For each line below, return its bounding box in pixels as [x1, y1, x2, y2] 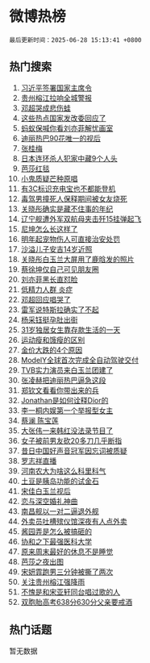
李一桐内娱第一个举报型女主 [20, 405, 114, 415]
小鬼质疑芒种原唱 [20, 173, 78, 183]
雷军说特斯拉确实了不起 [20, 304, 99, 315]
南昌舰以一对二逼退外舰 [20, 506, 99, 516]
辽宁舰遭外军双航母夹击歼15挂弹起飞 [20, 214, 142, 223]
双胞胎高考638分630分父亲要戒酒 [20, 597, 132, 607]
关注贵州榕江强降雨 [20, 577, 85, 586]
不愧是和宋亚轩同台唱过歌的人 [20, 586, 120, 597]
